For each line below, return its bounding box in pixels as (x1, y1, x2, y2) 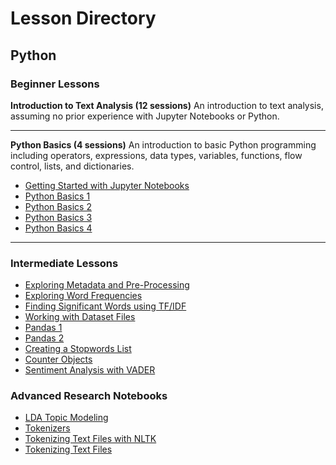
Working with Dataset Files (24, 311, 136, 323)
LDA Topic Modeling (24, 412, 109, 424)
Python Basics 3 (24, 211, 93, 223)
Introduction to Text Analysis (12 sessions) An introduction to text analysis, (10, 99, 324, 111)
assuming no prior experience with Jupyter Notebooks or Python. (10, 110, 280, 122)
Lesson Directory (10, 7, 157, 30)
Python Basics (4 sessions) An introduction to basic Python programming (10, 138, 317, 151)
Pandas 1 (24, 322, 63, 334)
